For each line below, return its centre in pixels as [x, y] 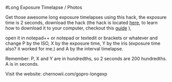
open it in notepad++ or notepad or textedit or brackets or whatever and [82, 38]
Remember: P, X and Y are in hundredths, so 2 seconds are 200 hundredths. [86, 59]
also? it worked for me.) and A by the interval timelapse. [64, 49]
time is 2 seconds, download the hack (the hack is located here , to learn [82, 23]
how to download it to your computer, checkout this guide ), [69, 28]
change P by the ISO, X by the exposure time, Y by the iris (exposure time [83, 43]
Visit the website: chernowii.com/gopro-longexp [56, 74]
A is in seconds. [22, 64]
